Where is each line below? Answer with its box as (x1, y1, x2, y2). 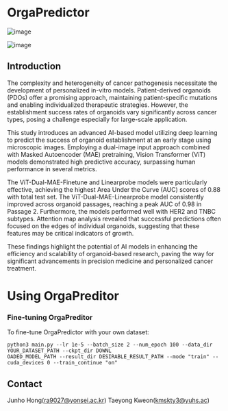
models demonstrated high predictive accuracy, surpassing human (7, 158, 196, 166)
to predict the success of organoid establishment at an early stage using (7, 136, 212, 144)
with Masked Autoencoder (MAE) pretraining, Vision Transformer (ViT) (7, 150, 206, 158)
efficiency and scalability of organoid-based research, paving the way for (7, 249, 214, 258)
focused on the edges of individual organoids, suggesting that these (7, 221, 200, 230)
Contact (7, 378, 42, 390)
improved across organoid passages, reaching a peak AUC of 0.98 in (7, 200, 202, 208)
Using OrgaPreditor (7, 288, 120, 303)
